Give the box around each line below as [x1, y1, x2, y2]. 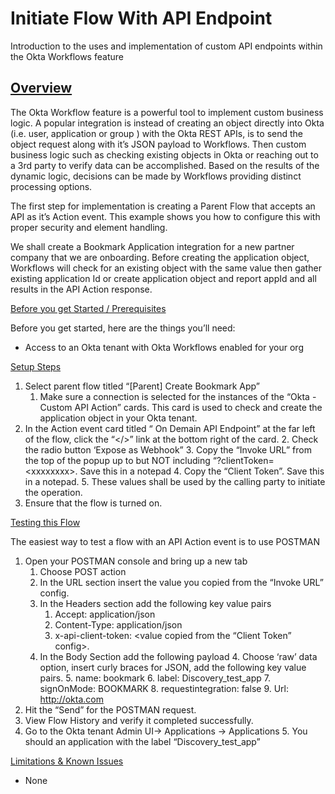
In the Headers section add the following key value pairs [39, 597, 272, 609]
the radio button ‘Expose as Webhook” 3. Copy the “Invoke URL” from [24, 443, 312, 456]
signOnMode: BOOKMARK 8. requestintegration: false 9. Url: [39, 682, 290, 694]
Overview [10, 80, 73, 97]
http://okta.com [39, 693, 105, 705]
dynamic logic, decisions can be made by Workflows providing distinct [10, 170, 302, 182]
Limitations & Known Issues [10, 755, 124, 767]
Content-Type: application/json [54, 618, 183, 631]
